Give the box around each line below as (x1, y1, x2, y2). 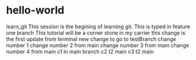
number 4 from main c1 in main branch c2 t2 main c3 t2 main (6, 48, 154, 55)
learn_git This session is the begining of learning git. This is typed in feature (6, 23, 191, 30)
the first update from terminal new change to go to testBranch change (6, 35, 177, 42)
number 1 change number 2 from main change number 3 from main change (6, 42, 190, 49)
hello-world (6, 4, 65, 17)
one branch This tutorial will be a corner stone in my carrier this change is (6, 29, 186, 36)
